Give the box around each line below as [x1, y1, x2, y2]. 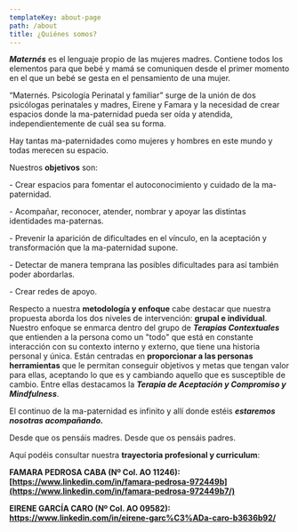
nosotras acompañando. [9, 415, 104, 426]
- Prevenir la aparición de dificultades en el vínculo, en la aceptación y [9, 233, 267, 244]
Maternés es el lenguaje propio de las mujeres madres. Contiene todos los [9, 54, 283, 65]
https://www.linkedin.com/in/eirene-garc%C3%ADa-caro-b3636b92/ [9, 512, 277, 523]
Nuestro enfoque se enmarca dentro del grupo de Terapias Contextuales [9, 322, 280, 334]
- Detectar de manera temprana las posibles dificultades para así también [9, 260, 279, 270]
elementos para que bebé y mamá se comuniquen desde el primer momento [9, 63, 290, 74]
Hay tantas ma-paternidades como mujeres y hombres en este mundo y [9, 135, 273, 147]
